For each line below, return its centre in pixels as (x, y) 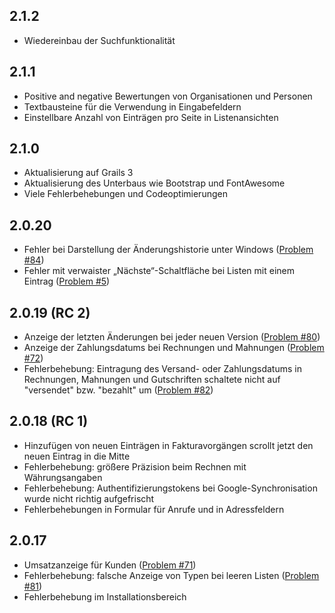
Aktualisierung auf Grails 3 (78, 173)
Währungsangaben (63, 477)
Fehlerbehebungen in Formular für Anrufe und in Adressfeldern (154, 509)
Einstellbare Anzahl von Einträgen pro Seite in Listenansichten (151, 117)
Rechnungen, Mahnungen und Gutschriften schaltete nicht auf (152, 380)
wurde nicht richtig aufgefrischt (89, 498)
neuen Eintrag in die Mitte (77, 456)
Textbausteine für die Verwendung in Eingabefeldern (132, 106)
